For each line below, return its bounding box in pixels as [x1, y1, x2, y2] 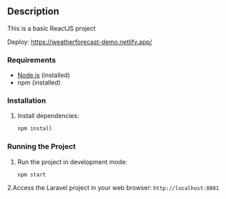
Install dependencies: [17, 112, 80, 120]
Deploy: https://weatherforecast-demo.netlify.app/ [7, 38, 152, 46]
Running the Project [7, 142, 76, 152]
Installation [7, 96, 47, 105]
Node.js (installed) [17, 71, 70, 80]
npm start [17, 171, 47, 178]
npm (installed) [17, 78, 61, 87]
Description [7, 6, 59, 17]
